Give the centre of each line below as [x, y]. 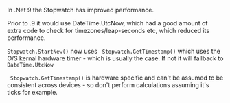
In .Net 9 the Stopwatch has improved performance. [81, 10]
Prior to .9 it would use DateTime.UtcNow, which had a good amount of [107, 23]
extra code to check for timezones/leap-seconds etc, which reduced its [108, 31]
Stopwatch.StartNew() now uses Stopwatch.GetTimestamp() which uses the [114, 51]
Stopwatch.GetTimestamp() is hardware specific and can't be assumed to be [117, 78]
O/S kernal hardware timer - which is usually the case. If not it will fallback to [115, 58]
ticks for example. [33, 92]
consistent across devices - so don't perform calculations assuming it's [108, 85]
